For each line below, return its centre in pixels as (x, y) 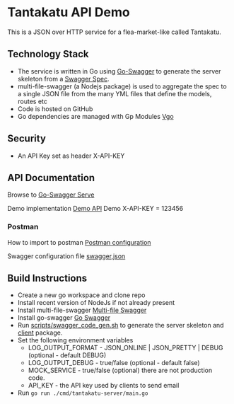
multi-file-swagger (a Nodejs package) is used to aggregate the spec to (122, 86)
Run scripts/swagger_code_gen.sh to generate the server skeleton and (121, 325)
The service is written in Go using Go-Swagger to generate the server (119, 71)
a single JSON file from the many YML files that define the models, (115, 93)
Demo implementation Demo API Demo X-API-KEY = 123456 (95, 209)
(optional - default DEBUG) (67, 355)
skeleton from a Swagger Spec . (63, 79)
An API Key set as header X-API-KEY (71, 156)
